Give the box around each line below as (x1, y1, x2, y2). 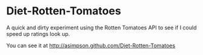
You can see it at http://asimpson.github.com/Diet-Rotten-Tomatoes (6, 42, 176, 49)
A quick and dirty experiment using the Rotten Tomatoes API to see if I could (6, 24, 197, 31)
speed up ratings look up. (6, 30, 70, 37)
